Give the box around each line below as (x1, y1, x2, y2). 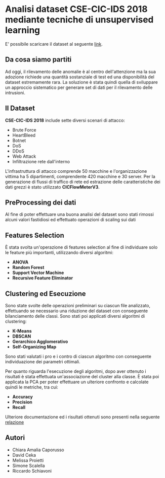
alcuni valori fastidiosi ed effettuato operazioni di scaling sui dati (5, 217, 136, 223)
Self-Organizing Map (12, 344, 57, 349)
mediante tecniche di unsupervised (5, 14, 154, 25)
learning (5, 25, 41, 36)
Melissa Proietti (12, 457, 44, 463)
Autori (5, 433, 25, 442)
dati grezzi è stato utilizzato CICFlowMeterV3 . (5, 184, 100, 190)
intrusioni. (5, 89, 26, 95)
